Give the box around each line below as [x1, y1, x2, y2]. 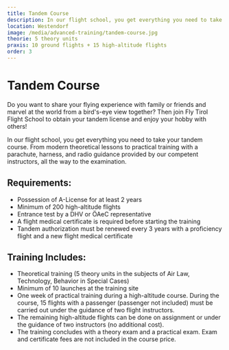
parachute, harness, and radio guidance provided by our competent [7, 150, 199, 158]
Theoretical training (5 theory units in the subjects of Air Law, [16, 270, 190, 278]
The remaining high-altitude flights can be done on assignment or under [16, 313, 221, 322]
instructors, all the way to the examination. [7, 157, 127, 165]
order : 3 [7, 49, 32, 55]
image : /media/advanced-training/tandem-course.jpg [7, 29, 158, 36]
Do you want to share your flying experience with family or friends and [7, 100, 206, 108]
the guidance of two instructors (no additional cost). [16, 321, 165, 329]
